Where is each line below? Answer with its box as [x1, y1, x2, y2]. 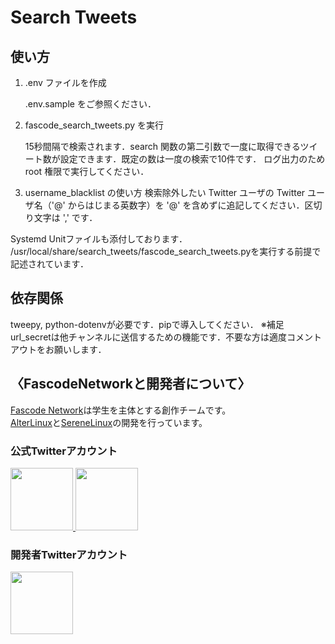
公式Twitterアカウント [10, 444, 118, 458]
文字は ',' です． [33, 212, 98, 223]
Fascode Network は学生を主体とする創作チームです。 [10, 404, 232, 416]
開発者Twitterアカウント [10, 547, 128, 561]
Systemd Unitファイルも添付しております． [10, 233, 188, 245]
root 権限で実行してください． [24, 166, 150, 177]
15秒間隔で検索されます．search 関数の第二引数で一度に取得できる [24, 141, 301, 152]
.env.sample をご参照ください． [24, 98, 157, 110]
